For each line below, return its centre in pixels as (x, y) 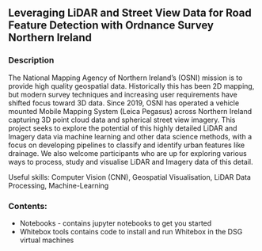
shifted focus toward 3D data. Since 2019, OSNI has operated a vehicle (124, 103)
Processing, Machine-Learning (59, 185)
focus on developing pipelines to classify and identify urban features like (127, 145)
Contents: (28, 206)
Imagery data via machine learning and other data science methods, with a (130, 136)
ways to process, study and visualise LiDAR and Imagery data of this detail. (131, 162)
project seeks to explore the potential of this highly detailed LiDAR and (123, 128)
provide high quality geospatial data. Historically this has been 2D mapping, (131, 86)
